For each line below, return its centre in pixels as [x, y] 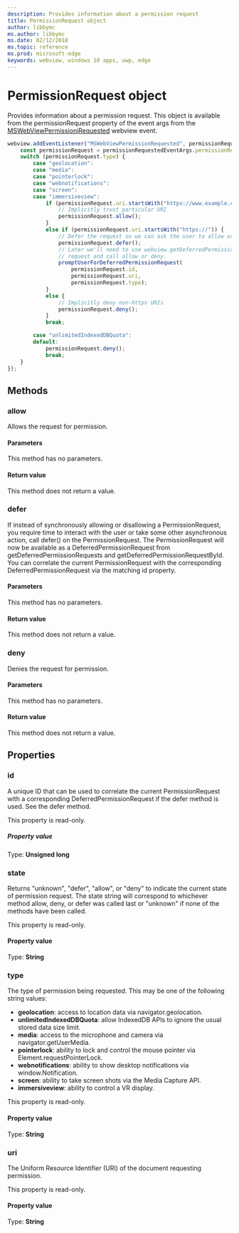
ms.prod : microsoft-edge [44, 54]
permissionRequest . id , [105, 269]
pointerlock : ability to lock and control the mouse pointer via [106, 1050]
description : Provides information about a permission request [103, 14]
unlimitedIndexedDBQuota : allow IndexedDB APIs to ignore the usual [119, 1020]
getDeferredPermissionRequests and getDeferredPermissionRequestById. [116, 555]
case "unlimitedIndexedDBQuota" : [83, 336]
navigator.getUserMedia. [54, 1043]
